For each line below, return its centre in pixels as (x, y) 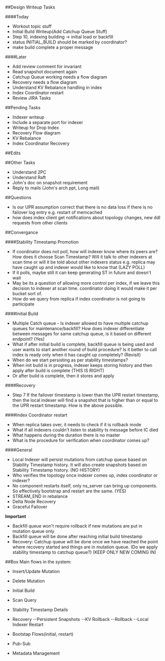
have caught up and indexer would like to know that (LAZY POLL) (79, 267)
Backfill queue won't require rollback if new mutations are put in (77, 526)
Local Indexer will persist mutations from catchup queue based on (80, 460)
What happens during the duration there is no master (66, 435)
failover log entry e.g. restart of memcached (57, 212)
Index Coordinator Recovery (41, 143)
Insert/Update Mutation (36, 571)
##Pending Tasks (23, 108)
